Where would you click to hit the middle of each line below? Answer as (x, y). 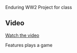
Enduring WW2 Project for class (39, 7)
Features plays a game (29, 45)
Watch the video (22, 35)
